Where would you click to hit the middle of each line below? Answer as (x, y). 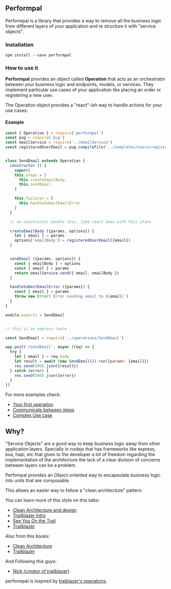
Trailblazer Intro (29, 516)
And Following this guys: (31, 562)
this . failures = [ (34, 199)
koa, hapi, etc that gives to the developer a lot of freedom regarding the (80, 455)
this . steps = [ (31, 175)
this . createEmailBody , (43, 180)
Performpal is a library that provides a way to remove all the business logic (83, 20)
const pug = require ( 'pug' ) (35, 138)
